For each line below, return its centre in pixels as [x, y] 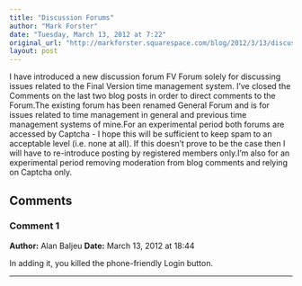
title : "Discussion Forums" [62, 18]
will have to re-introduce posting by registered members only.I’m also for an [150, 153]
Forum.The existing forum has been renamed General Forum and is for [139, 105]
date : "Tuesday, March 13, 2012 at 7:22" [88, 34]
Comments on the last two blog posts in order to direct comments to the [142, 96]
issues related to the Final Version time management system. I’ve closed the [150, 86]
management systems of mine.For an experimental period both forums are [147, 125]
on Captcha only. [41, 173]
